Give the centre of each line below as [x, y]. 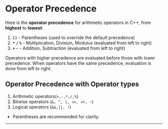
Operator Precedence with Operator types [72, 84]
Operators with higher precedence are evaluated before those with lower [80, 57]
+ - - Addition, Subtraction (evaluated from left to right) [69, 48]
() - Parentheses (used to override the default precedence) [73, 37]
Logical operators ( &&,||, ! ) [42, 107]
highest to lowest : [24, 27]
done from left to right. [28, 68]
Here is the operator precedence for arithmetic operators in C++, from [78, 22]
